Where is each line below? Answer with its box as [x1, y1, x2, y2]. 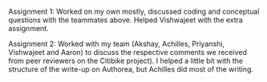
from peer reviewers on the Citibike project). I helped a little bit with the [8, 56, 243, 65]
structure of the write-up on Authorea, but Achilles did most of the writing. [8, 64, 254, 74]
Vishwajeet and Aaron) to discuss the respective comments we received [8, 48, 247, 57]
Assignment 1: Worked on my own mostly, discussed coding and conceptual [8, 7, 260, 16]
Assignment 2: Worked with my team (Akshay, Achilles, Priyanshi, [8, 39, 225, 49]
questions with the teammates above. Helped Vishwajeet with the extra [8, 15, 243, 25]
